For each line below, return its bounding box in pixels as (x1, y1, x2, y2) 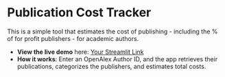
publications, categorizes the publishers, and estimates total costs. (16, 62, 206, 70)
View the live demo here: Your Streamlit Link (16, 48, 144, 56)
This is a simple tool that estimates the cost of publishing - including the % (7, 27, 218, 35)
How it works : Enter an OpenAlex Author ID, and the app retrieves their (16, 55, 218, 63)
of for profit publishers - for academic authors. (7, 34, 139, 42)
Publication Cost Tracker (7, 5, 152, 20)
